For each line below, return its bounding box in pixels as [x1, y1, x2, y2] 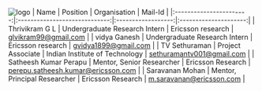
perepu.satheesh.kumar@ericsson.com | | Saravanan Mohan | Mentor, [8, 66, 237, 75]
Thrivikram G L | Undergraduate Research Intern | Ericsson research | [8, 24, 234, 33]
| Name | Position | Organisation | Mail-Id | [32, 8, 169, 16]
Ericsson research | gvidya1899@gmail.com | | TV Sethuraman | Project [8, 41, 241, 50]
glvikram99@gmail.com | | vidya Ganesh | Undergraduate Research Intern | [8, 32, 253, 42]
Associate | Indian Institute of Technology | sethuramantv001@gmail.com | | [8, 49, 255, 58]
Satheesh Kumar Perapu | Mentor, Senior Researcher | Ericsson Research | [8, 57, 251, 67]
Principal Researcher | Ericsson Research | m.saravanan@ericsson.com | [8, 75, 245, 83]
